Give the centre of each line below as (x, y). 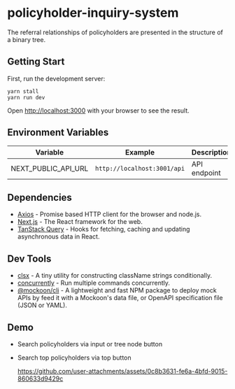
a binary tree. (27, 39)
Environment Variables (58, 133)
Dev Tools (29, 259)
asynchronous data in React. (58, 236)
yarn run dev (26, 97)
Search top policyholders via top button (74, 358)
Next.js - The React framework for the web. (80, 222)
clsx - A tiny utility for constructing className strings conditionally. (114, 276)
